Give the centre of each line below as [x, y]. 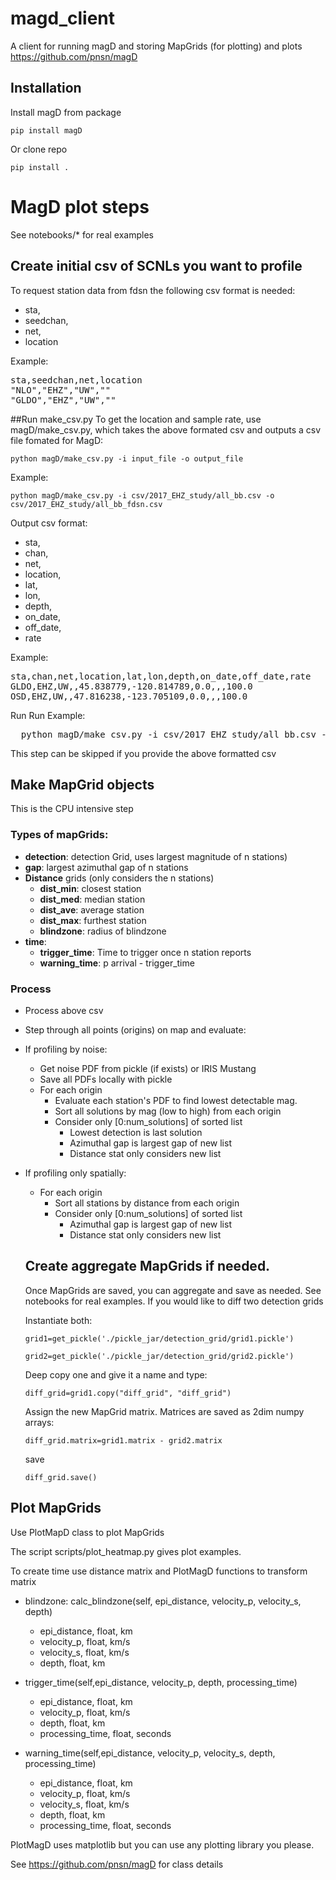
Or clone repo [39, 149]
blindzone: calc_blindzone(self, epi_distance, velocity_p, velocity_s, [163, 1601]
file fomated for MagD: [57, 440]
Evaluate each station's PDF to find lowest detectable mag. [176, 1100]
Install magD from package [66, 112]
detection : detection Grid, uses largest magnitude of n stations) [156, 856]
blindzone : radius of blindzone [103, 931]
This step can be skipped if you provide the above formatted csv [143, 753]
